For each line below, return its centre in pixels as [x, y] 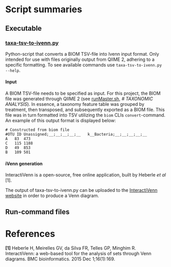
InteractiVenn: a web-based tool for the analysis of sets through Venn [78, 253]
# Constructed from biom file [38, 130]
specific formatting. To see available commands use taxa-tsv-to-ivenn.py [84, 64]
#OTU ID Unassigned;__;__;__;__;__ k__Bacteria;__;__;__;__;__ [76, 135]
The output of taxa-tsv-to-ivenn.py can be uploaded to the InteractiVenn [81, 190]
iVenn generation [24, 163]
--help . [13, 70]
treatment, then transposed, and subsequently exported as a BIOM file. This [85, 110]
